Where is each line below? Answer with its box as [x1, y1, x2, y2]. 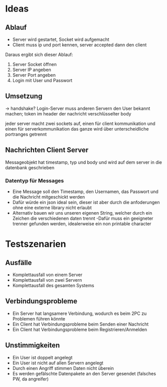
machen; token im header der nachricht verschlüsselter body [5, 110, 131, 116]
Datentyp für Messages [5, 177, 64, 184]
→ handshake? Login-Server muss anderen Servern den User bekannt [5, 105, 150, 111]
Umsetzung [5, 92, 43, 101]
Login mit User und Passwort [12, 78, 73, 83]
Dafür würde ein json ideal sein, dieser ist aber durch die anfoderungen [12, 199, 160, 205]
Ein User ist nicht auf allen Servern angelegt [12, 360, 104, 366]
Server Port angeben [12, 72, 56, 78]
